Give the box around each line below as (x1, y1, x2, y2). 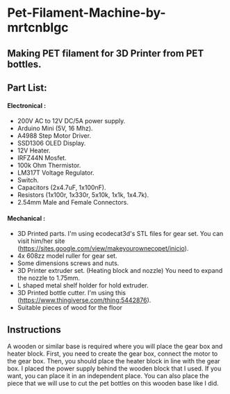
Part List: (7, 81, 47, 93)
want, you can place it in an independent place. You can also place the (7, 372, 210, 380)
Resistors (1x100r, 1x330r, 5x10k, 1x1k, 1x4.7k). (17, 191, 149, 199)
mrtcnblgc (7, 19, 69, 36)
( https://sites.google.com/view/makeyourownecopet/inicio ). (17, 244, 189, 253)
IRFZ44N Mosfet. (17, 154, 67, 162)
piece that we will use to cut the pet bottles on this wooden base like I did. (7, 379, 219, 388)
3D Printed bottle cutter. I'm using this (17, 289, 126, 297)
